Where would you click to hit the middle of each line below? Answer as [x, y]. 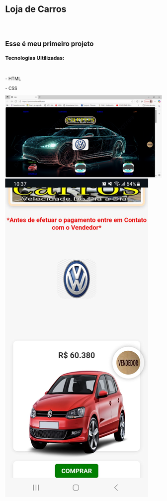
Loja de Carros [36, 9]
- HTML [13, 79]
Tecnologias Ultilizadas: [35, 58]
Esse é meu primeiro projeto [49, 44]
